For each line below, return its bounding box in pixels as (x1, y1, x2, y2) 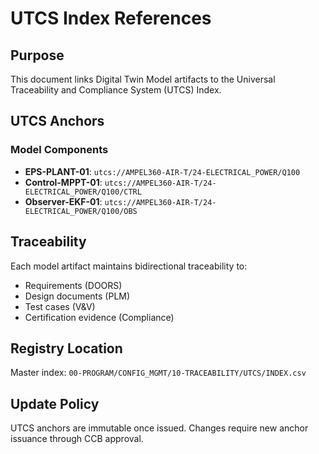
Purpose (10, 47, 65, 64)
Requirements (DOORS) (24, 279, 123, 291)
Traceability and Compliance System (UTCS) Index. (10, 84, 222, 96)
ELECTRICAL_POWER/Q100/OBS (24, 206, 138, 216)
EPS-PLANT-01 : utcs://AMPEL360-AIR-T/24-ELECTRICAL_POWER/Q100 (24, 165, 301, 177)
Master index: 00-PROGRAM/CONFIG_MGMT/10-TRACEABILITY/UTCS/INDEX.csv (10, 367, 307, 379)
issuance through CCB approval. (10, 433, 144, 445)
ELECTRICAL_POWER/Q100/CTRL (24, 187, 142, 197)
